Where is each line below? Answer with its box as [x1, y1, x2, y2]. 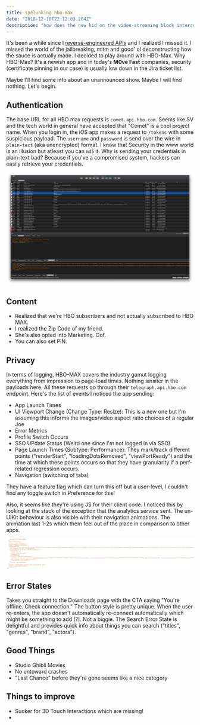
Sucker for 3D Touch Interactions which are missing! [14, 707, 144, 714]
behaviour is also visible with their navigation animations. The [19, 514, 170, 521]
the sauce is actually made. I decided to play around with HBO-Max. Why [6, 52, 186, 59]
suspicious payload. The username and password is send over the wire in [6, 135, 181, 142]
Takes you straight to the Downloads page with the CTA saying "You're [6, 596, 180, 604]
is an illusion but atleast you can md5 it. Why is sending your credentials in [6, 148, 186, 155]
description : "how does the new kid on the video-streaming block [6, 22, 174, 28]
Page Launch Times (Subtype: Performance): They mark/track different [14, 446, 190, 454]
